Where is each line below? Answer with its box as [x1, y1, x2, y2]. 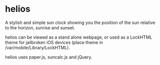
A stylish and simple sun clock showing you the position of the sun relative [5, 20, 156, 25]
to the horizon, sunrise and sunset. [5, 24, 75, 30]
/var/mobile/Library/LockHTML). [5, 44, 70, 50]
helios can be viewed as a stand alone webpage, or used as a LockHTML [5, 34, 153, 40]
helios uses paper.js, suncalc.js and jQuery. [5, 54, 92, 60]
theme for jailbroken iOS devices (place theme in [5, 39, 103, 45]
